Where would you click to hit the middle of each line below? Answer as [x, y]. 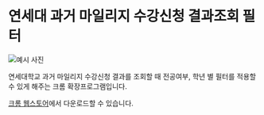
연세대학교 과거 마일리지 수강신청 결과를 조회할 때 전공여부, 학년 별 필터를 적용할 [132, 76]
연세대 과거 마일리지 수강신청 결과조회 [124, 16]
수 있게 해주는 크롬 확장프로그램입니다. [68, 86]
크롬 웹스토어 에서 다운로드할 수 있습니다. [71, 103]
